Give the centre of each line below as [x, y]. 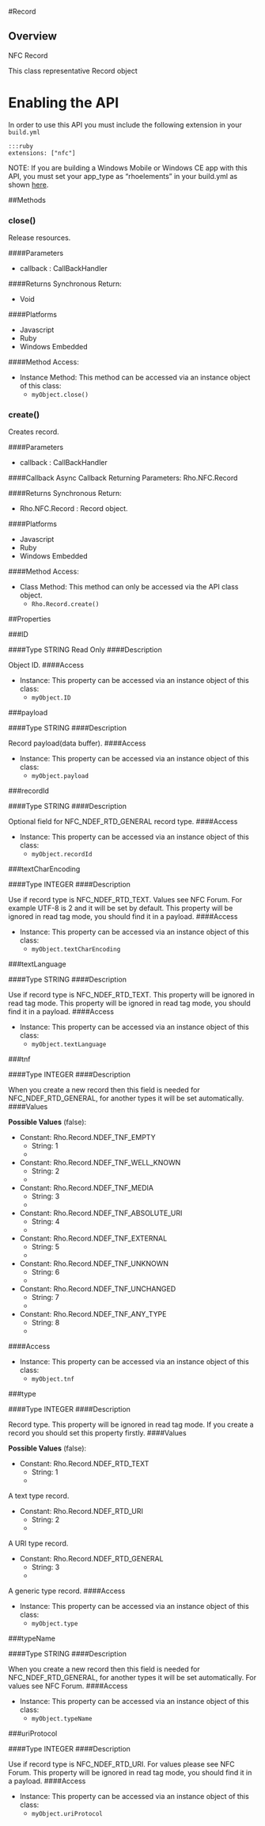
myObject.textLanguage [69, 1045]
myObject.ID [51, 698]
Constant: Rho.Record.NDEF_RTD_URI [81, 1512]
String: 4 [45, 1222]
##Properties [30, 619]
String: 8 [45, 1323]
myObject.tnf [53, 1379]
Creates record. [34, 432]
